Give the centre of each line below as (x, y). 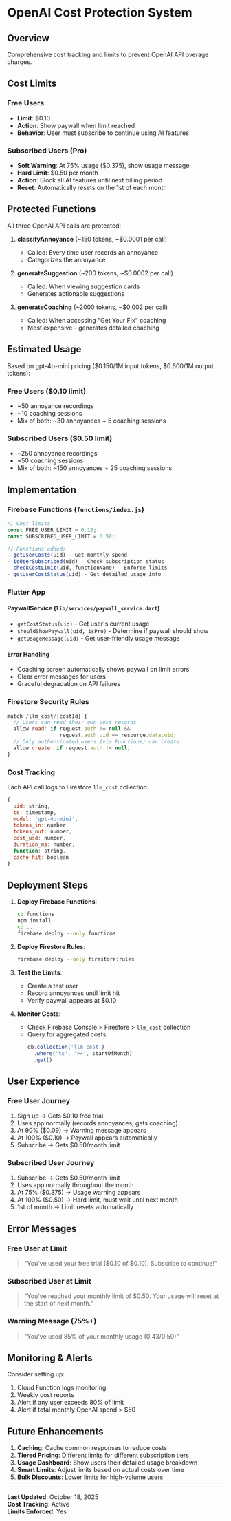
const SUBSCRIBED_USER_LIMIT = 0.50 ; (61, 536)
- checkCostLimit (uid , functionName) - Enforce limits (87, 568)
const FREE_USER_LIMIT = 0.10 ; (52, 530)
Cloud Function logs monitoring (62, 1387)
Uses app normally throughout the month (75, 1185)
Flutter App (26, 592)
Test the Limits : (40, 972)
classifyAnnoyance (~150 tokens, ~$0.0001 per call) (92, 239)
